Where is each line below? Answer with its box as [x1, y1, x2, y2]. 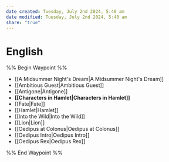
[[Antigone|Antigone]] [14, 88, 68, 95]
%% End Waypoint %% [6, 149, 63, 156]
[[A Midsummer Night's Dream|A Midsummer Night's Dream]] [14, 76, 164, 83]
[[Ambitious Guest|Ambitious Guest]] [14, 82, 104, 89]
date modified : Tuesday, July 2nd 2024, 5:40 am [6, 14, 127, 20]
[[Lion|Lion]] [14, 119, 45, 126]
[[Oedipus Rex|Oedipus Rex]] [14, 138, 86, 145]
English [6, 45, 43, 58]
